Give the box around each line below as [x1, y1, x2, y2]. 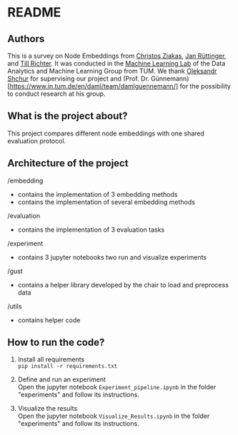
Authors [7, 33, 45, 45]
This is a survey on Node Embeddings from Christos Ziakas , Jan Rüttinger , [7, 51, 227, 60]
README [7, 4, 61, 21]
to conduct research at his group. [7, 90, 106, 98]
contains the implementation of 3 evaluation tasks [17, 225, 165, 234]
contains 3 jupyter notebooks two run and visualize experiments [17, 252, 207, 261]
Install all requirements [17, 355, 85, 364]
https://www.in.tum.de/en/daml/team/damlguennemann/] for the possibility [9, 82, 231, 90]
